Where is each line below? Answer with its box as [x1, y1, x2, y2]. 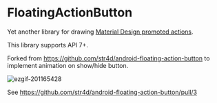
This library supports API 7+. [7, 41, 88, 49]
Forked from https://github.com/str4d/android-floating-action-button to [7, 54, 210, 62]
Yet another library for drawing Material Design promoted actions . [7, 27, 194, 36]
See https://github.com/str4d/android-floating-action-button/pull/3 [7, 88, 198, 96]
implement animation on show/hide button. [7, 61, 129, 69]
